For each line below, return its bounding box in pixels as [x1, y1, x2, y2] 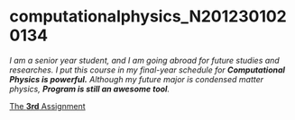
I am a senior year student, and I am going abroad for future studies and [9, 55, 280, 65]
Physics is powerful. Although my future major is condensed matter [9, 73, 264, 84]
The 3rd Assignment [9, 100, 86, 111]
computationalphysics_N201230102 [9, 6, 287, 27]
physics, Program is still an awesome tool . [9, 83, 170, 94]
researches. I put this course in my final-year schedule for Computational [9, 64, 286, 75]
